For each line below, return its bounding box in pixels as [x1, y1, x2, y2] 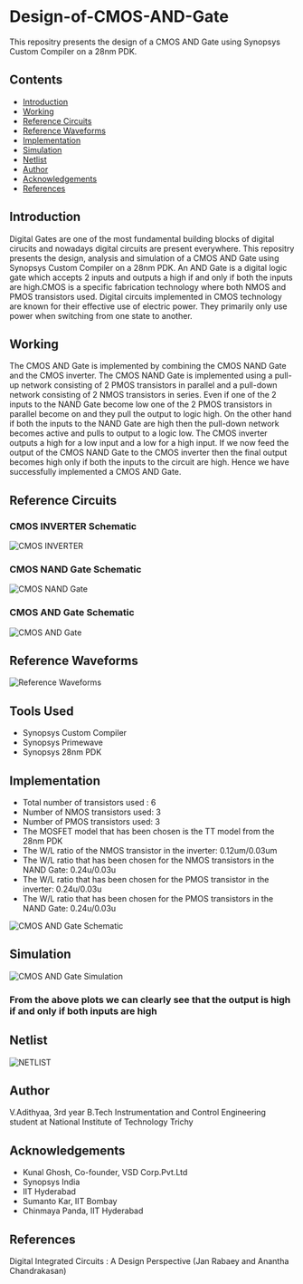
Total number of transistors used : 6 [22, 797, 156, 808]
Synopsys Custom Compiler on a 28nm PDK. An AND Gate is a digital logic [9, 262, 288, 273]
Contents [9, 72, 63, 88]
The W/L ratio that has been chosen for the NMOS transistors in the [22, 854, 274, 866]
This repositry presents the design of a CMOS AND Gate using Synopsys [9, 36, 280, 47]
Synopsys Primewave [22, 737, 104, 748]
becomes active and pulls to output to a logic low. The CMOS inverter [9, 428, 269, 439]
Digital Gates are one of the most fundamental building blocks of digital [9, 233, 275, 244]
